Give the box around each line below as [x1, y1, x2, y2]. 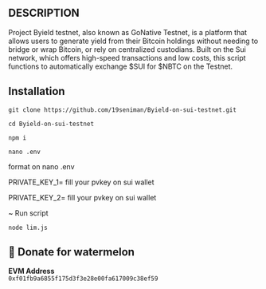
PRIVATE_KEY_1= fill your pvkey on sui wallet [8, 177, 155, 187]
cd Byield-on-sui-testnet [8, 120, 94, 128]
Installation [8, 85, 65, 98]
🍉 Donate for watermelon [8, 245, 135, 259]
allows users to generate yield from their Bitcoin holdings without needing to [8, 36, 259, 46]
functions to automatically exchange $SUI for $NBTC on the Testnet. [8, 61, 233, 71]
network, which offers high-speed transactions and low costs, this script [8, 53, 246, 62]
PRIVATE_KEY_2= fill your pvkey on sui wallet [8, 192, 157, 202]
